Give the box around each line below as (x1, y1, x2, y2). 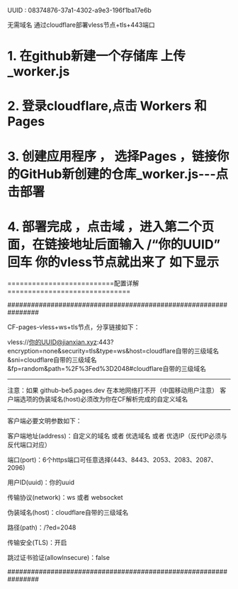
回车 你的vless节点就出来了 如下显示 (7, 254, 220, 270)
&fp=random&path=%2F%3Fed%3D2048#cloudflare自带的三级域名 (7, 364, 207, 372)
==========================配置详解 (7, 279, 140, 287)
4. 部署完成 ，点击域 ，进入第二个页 (7, 219, 215, 234)
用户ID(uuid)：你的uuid (7, 478, 75, 486)
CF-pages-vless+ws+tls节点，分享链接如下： (7, 322, 140, 331)
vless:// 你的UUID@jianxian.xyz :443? (7, 338, 114, 346)
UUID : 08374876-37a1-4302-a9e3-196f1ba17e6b (7, 6, 152, 14)
